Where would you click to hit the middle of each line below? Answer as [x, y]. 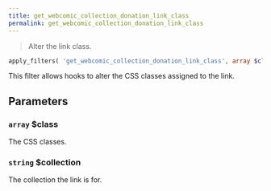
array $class [33, 124]
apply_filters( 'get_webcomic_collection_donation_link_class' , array [129, 61]
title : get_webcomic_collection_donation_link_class [99, 16]
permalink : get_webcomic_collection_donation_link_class [106, 23]
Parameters [38, 101]
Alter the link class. [60, 46]
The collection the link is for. [55, 180]
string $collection [45, 162]
